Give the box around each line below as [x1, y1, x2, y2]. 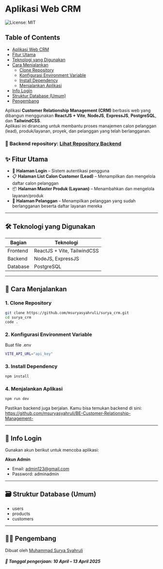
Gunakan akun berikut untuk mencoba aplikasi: [5, 447, 99, 452]
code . [5, 319, 18, 324]
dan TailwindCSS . [5, 117, 41, 123]
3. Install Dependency [5, 363, 58, 369]
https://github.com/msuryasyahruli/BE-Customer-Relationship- [5, 410, 131, 416]
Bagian [10, 239, 27, 246]
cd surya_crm [5, 315, 32, 320]
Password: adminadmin [12, 471, 59, 477]
